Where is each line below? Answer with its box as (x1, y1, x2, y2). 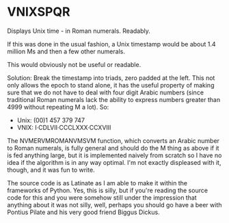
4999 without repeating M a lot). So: (7, 103, 109, 111)
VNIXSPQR (7, 4, 70, 20)
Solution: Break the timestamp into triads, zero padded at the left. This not (7, 73, 215, 82)
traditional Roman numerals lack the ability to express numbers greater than (7, 95, 221, 103)
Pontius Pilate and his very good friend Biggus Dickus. (7, 208, 160, 216)
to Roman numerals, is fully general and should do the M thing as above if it (7, 144, 219, 152)
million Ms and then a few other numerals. (7, 47, 125, 55)
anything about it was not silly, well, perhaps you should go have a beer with (7, 200, 222, 209)
